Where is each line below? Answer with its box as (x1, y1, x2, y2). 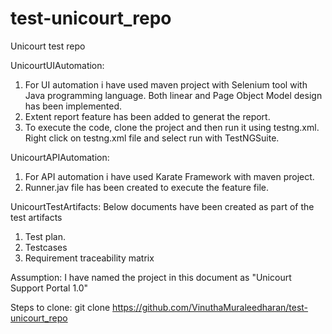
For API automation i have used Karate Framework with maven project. (24, 170, 315, 182)
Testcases (24, 241, 68, 253)
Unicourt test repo (10, 40, 86, 52)
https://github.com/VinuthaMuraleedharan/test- (112, 301, 309, 313)
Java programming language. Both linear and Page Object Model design (24, 89, 323, 101)
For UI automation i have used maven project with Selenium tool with (24, 78, 308, 91)
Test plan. (24, 230, 66, 242)
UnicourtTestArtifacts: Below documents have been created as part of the (10, 200, 315, 212)
